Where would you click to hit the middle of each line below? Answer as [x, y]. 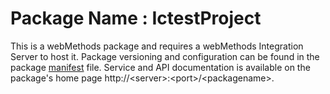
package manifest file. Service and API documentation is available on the [160, 67]
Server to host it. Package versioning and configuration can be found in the [165, 56]
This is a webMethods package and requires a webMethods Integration [157, 46]
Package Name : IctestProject [136, 18]
